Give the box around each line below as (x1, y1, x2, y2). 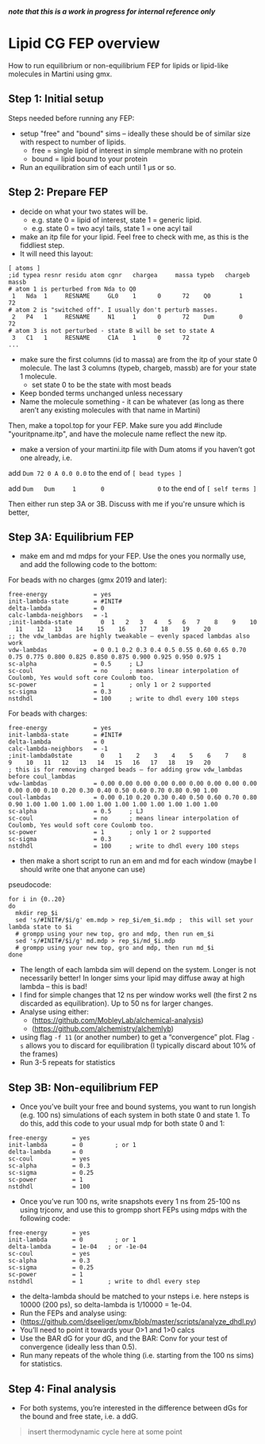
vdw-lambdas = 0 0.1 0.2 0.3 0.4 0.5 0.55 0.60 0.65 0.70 (8, 647, 247, 654)
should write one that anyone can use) (19, 865, 146, 875)
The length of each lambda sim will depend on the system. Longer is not (19, 965, 256, 975)
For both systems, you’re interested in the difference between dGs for (19, 1403, 248, 1412)
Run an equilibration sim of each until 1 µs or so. (19, 162, 177, 172)
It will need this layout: (19, 249, 94, 258)
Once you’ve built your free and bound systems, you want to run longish (19, 1102, 256, 1111)
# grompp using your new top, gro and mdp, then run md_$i (15, 944, 215, 952)
